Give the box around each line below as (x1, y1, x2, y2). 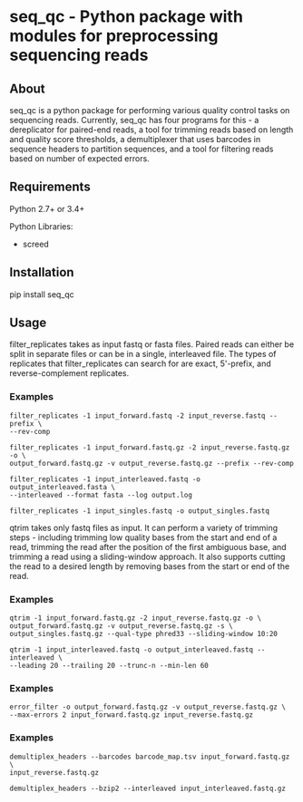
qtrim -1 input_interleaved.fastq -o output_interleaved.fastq (9, 645, 254, 654)
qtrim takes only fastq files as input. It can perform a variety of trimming (9, 522, 279, 533)
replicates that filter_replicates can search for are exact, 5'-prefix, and (9, 358, 271, 369)
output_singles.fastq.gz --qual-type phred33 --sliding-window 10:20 (9, 630, 279, 639)
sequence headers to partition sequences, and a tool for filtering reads (9, 143, 274, 154)
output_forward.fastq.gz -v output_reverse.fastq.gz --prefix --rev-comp (9, 459, 295, 468)
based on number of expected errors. (9, 153, 150, 164)
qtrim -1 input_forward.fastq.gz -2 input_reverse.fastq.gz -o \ (9, 614, 261, 623)
